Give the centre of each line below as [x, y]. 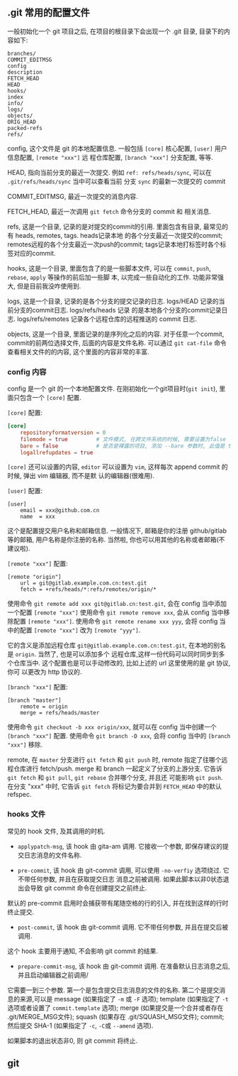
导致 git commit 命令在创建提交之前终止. [89, 888]
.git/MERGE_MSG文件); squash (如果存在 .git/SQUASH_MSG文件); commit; [116, 1016]
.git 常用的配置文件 [49, 13]
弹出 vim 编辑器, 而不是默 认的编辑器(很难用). [89, 476]
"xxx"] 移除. [25, 745]
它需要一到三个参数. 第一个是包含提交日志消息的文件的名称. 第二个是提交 [113, 990]
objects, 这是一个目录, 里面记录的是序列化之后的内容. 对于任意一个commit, [116, 334]
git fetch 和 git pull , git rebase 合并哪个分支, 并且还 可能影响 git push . [115, 778]
